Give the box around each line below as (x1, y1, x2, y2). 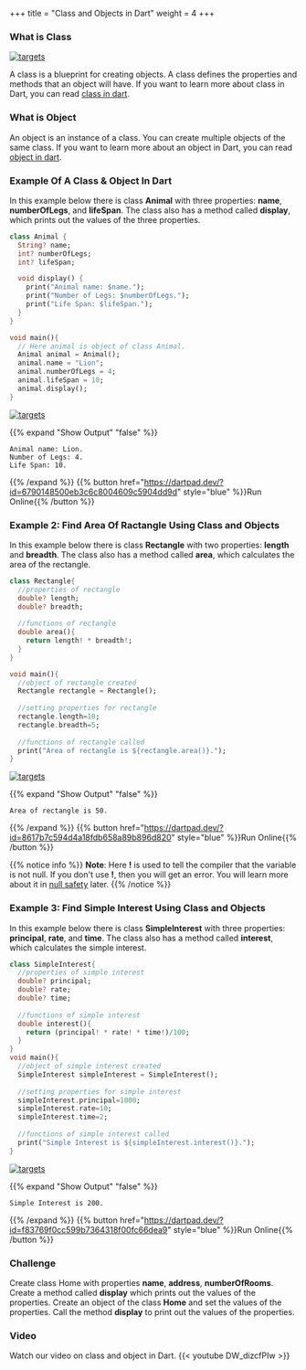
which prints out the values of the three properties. (9, 214, 201, 225)
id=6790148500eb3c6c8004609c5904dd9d (9, 486, 178, 497)
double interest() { (17, 1019, 92, 1028)
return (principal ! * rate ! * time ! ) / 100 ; (26, 1027, 190, 1036)
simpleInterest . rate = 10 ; (17, 1104, 112, 1113)
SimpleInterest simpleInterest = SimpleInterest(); (17, 1069, 219, 1079)
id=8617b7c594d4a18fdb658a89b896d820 (9, 832, 172, 844)
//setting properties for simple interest (17, 1087, 182, 1096)
